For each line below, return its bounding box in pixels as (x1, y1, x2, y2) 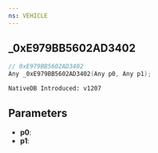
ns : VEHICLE (8, 11, 48, 20)
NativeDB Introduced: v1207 (8, 85, 102, 93)
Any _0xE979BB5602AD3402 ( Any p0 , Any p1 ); (8, 70, 152, 79)
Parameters (8, 106, 68, 120)
